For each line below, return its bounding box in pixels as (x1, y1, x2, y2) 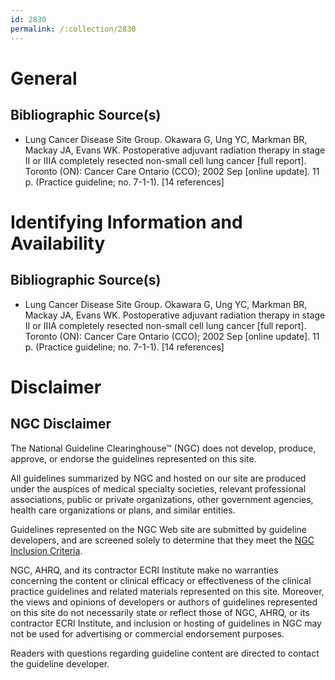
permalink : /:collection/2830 (10, 24, 137, 34)
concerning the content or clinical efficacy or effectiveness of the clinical (10, 574, 312, 586)
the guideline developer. (10, 657, 110, 670)
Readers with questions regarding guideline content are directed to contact (10, 647, 320, 659)
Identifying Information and (10, 211, 243, 233)
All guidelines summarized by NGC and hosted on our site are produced (10, 472, 307, 484)
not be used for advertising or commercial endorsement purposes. (10, 627, 285, 640)
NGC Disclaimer (10, 416, 112, 433)
